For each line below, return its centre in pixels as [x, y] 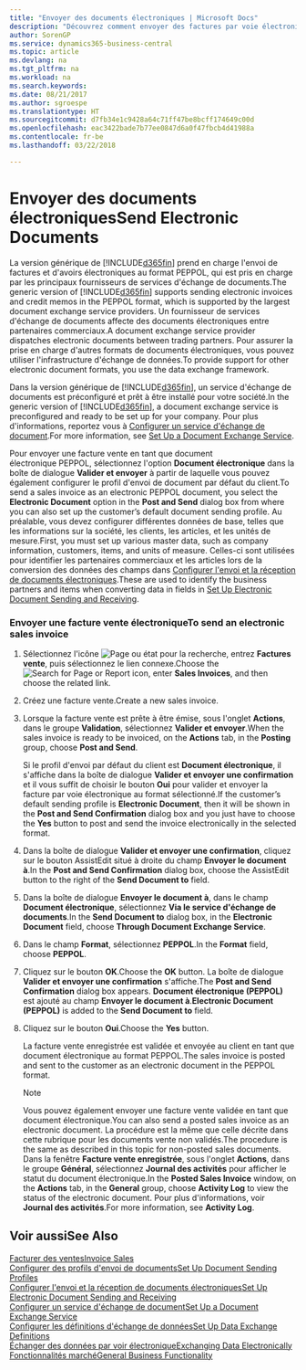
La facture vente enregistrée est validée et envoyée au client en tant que [158, 1046]
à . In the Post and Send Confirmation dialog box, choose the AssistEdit [156, 869]
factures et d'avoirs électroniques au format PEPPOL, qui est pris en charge [151, 272]
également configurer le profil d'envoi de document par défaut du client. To [149, 482]
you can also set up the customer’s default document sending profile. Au [146, 511]
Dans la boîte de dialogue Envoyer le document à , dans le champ [145, 897]
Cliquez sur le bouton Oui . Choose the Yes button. [116, 1027]
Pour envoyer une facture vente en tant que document [111, 453]
